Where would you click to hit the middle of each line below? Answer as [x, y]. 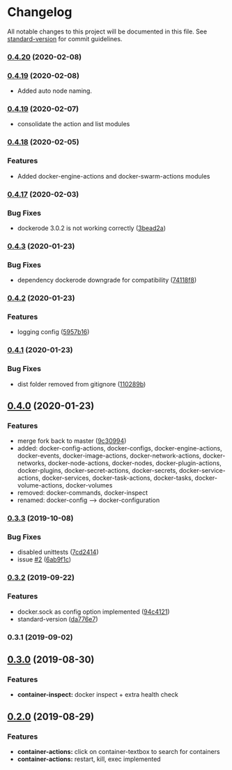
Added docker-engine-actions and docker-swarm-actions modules [114, 176]
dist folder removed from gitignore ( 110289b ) [82, 384]
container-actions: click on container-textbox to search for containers [119, 751]
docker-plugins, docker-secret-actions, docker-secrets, [97, 471]
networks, [32, 463]
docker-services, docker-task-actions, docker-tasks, [117, 478]
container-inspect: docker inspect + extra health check [98, 695]
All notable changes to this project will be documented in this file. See [107, 31]
